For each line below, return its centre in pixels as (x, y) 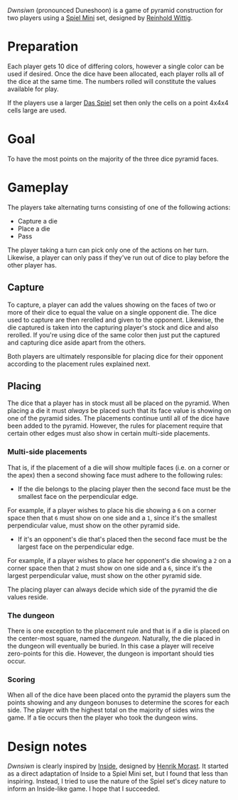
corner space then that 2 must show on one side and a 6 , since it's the (110, 568)
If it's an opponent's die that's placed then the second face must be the (122, 539)
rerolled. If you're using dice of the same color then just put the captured (114, 335)
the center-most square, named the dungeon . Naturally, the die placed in (114, 638)
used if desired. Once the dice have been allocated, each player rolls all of (116, 73)
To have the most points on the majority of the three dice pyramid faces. (113, 159)
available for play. (33, 89)
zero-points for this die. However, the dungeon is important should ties (111, 653)
